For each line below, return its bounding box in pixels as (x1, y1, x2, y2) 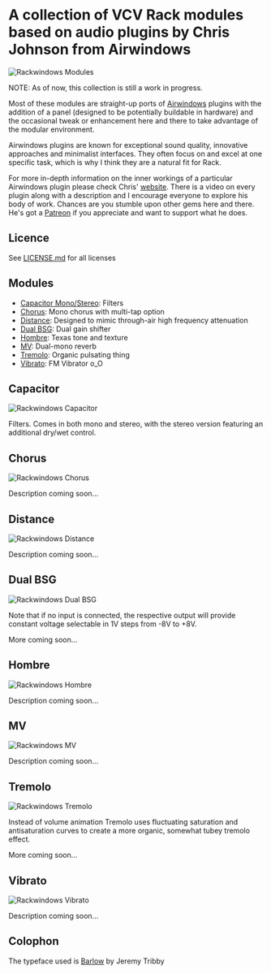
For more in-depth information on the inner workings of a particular (8, 173, 233, 183)
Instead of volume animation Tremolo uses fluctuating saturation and (8, 817, 239, 827)
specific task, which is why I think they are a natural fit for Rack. (8, 157, 222, 167)
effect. (8, 834, 31, 844)
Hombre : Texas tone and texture (19, 332, 128, 342)
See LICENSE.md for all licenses (8, 253, 116, 262)
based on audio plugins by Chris (8, 23, 230, 41)
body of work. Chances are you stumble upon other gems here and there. (8, 199, 255, 209)
